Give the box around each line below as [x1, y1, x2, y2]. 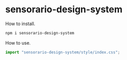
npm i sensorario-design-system [5, 30, 74, 35]
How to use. [5, 39, 31, 46]
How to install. [5, 21, 36, 27]
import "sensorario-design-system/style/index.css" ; [5, 50, 120, 55]
